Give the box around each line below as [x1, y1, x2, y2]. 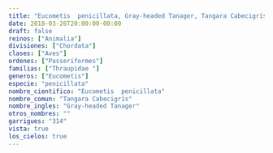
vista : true [8, 125, 49, 133]
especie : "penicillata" [8, 79, 89, 87]
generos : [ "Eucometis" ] [8, 72, 89, 80]
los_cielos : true [8, 132, 67, 140]
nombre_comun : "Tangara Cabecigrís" [8, 95, 132, 103]
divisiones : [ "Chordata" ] [8, 42, 96, 50]
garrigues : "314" [8, 117, 67, 125]
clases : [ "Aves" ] [8, 49, 67, 57]
